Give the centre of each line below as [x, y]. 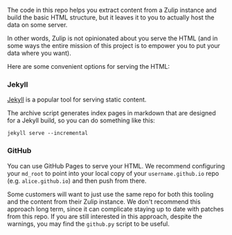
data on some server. [37, 25]
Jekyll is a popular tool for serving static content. [77, 99]
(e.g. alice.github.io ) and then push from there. [77, 181]
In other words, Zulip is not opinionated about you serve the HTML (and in [113, 38]
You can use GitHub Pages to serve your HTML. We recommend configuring [116, 165]
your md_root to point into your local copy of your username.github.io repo [113, 173]
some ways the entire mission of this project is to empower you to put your [114, 46]
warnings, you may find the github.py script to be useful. [88, 224]
